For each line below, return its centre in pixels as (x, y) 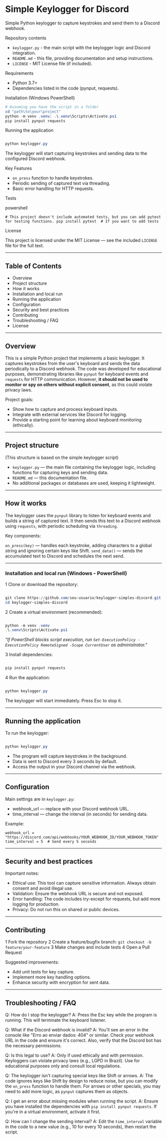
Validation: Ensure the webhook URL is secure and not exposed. (78, 894)
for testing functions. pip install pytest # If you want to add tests (82, 221)
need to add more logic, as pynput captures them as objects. (67, 1092)
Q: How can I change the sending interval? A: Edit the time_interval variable (84, 1122)
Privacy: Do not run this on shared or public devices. (66, 910)
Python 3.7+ (25, 83)
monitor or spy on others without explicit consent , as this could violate (79, 384)
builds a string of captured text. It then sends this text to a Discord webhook (83, 521)
